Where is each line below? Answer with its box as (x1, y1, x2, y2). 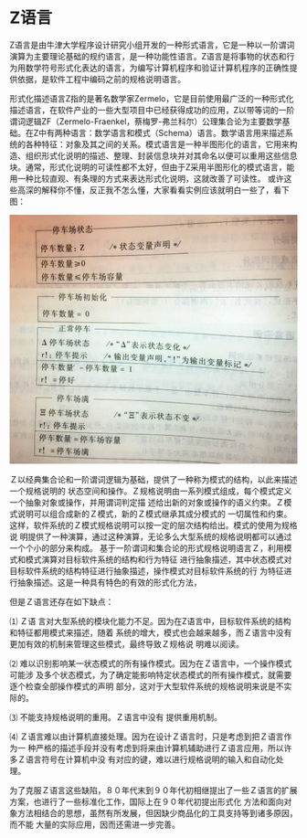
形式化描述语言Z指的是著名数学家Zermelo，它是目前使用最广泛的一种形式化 (9, 92, 294, 104)
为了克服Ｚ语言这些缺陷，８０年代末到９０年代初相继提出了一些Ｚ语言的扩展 (9, 785, 298, 796)
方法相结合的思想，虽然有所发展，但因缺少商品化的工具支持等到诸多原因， (16, 808, 298, 819)
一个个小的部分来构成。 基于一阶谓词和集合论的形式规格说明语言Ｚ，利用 (9, 543, 284, 554)
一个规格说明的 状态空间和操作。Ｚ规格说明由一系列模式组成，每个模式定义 (9, 485, 292, 497)
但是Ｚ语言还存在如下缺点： (9, 597, 114, 608)
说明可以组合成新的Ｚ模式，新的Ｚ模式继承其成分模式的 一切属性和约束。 (16, 508, 292, 520)
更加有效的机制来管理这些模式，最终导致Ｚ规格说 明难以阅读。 (9, 639, 244, 650)
